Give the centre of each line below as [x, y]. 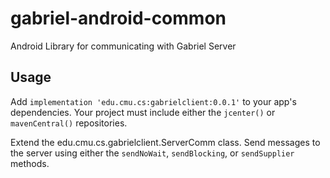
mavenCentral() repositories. [69, 123]
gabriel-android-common [118, 18]
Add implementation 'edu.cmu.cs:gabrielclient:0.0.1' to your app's [153, 101]
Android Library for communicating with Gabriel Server [123, 46]
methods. [30, 163]
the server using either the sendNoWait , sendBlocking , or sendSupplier [152, 153]
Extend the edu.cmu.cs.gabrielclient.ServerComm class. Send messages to [165, 142]
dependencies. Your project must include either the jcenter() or [143, 112]
